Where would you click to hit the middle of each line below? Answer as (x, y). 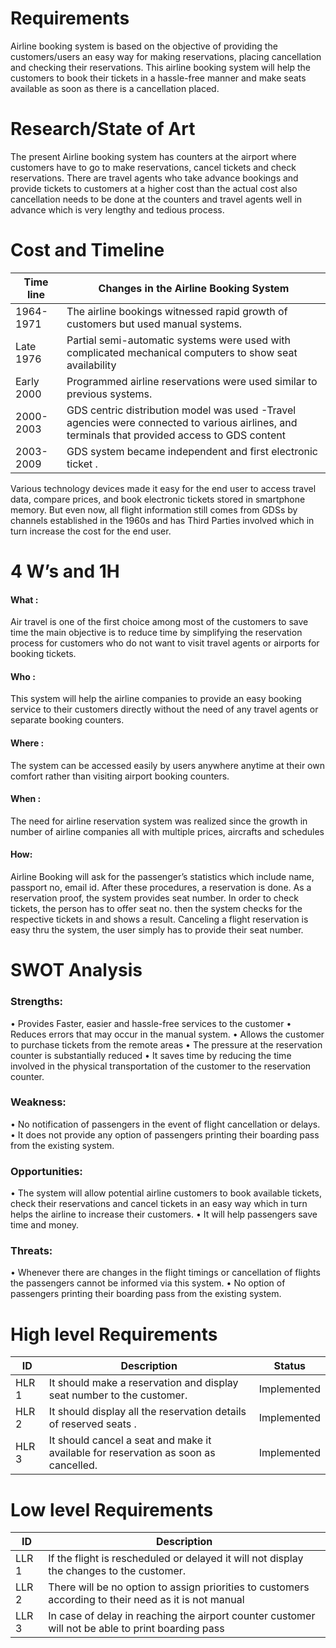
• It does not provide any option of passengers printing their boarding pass (165, 1134)
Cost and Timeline (87, 250)
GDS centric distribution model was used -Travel (181, 410)
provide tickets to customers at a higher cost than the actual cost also (154, 188)
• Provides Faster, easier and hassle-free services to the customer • (151, 1023)
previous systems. (109, 394)
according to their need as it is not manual (146, 1600)
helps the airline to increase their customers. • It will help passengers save (164, 1214)
